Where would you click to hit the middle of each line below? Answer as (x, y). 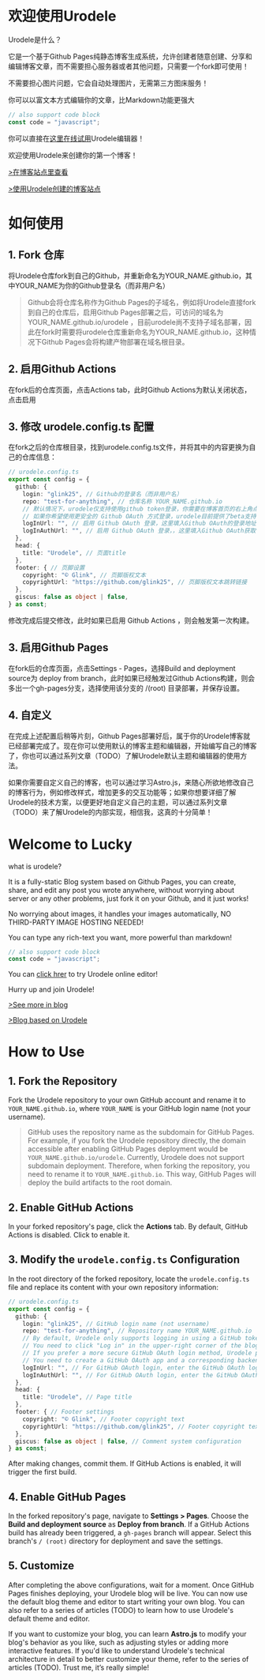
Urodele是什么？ (35, 40)
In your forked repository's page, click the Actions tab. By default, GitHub (128, 1226)
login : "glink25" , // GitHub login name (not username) (116, 1324)
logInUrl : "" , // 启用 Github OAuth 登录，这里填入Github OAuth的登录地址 (139, 524)
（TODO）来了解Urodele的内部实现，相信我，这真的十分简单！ (110, 812)
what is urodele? (35, 866)
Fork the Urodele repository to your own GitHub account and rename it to (127, 1100)
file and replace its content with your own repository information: (114, 1287)
